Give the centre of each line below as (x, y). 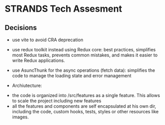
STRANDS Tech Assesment (64, 9)
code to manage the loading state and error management (72, 76)
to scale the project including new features (57, 101)
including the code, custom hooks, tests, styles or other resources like (85, 112)
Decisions (21, 28)
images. (20, 117)
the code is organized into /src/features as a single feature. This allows (86, 95)
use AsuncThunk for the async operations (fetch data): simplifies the (84, 70)
